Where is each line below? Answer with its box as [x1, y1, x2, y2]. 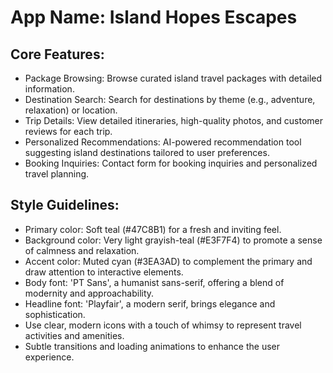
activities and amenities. [24, 329, 125, 341]
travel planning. [24, 168, 90, 180]
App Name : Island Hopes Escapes [10, 6, 298, 29]
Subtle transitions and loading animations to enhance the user [24, 340, 280, 352]
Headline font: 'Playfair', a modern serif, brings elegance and [24, 297, 276, 310]
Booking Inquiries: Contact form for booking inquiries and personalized [24, 157, 318, 169]
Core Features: [10, 46, 105, 63]
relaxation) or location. [24, 104, 118, 116]
